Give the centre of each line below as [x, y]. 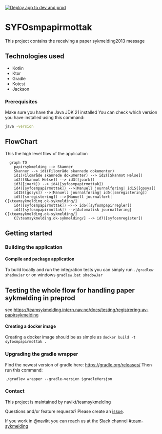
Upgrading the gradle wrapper [42, 354]
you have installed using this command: [45, 118]
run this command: [24, 370]
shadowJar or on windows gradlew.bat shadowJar [54, 275]
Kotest [19, 84]
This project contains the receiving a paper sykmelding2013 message [75, 41]
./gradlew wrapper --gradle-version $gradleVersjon [59, 379]
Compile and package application [40, 259]
